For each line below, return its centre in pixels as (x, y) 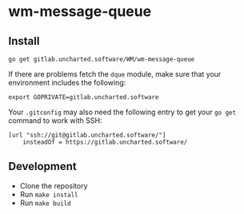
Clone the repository (54, 185)
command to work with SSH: (55, 121)
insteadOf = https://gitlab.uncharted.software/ (105, 142)
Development (43, 166)
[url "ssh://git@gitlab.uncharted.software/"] (87, 135)
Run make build (45, 203)
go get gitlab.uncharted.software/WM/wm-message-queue (102, 59)
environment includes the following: (67, 83)
